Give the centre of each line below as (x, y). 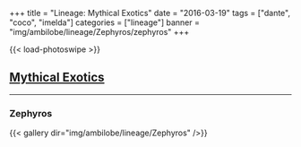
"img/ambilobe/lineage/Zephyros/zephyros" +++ (99, 32)
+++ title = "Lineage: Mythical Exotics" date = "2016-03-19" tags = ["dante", (150, 13)
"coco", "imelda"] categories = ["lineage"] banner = (104, 22)
